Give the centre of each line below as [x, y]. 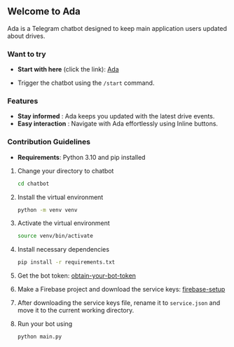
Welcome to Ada [44, 12]
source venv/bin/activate [55, 236]
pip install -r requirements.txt [66, 262]
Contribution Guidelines [49, 142]
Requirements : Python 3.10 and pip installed [81, 157]
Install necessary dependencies [63, 250]
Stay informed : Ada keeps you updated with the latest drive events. [116, 116]
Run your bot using [45, 324]
